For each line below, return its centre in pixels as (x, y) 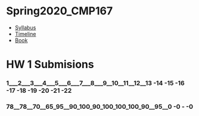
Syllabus (25, 28)
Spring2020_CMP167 (60, 11)
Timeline (25, 33)
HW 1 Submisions (50, 65)
